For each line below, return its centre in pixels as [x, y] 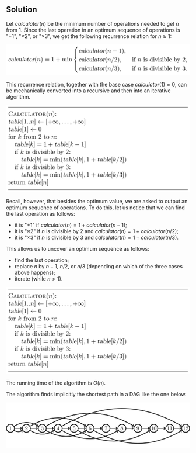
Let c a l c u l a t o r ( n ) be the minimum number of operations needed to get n [92, 23]
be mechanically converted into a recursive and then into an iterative [88, 91]
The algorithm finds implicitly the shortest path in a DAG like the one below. [96, 395]
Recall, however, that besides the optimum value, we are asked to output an [97, 201]
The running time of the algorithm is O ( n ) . [56, 383]
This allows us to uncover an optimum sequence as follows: [78, 248]
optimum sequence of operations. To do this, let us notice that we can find [95, 208]
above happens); [35, 272]
